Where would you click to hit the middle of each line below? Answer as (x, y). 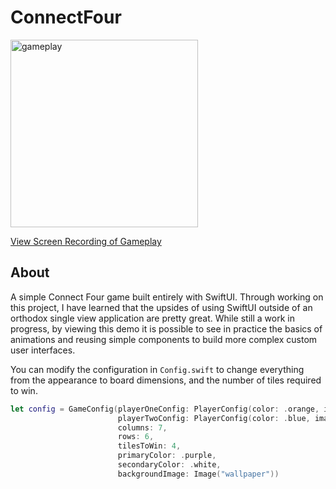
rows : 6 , (136, 437)
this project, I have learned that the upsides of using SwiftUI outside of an (161, 307)
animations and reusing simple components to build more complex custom (164, 339)
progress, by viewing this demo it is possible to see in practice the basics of (166, 328)
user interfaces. (43, 350)
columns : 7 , (142, 427)
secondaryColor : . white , (169, 465)
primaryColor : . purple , (167, 456)
